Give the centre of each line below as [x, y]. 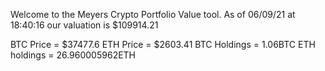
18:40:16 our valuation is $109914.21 [84, 25]
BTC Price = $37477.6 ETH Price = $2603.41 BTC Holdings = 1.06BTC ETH [163, 44]
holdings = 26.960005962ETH [73, 55]
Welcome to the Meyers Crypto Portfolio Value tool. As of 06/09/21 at [153, 14]
